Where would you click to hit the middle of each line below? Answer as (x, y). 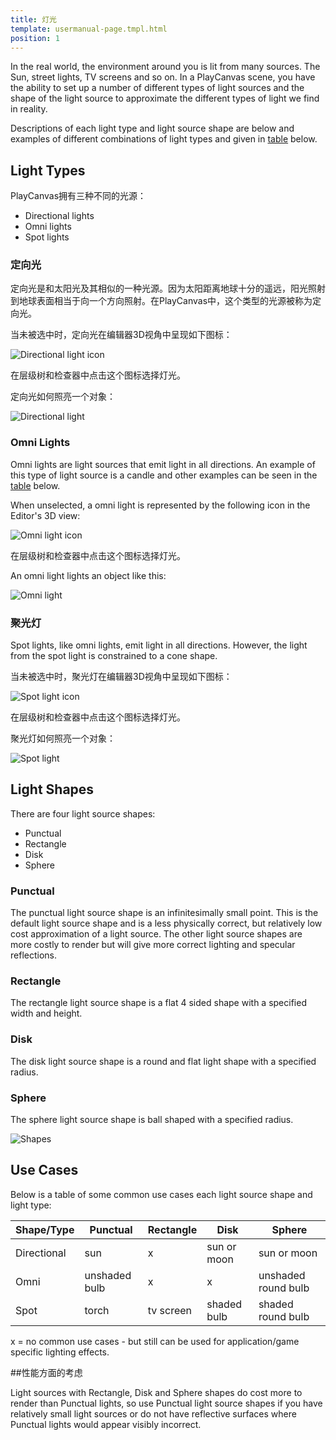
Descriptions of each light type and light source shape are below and (152, 128)
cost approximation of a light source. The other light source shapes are (156, 934)
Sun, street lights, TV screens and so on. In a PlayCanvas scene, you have (163, 77)
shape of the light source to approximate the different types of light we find (165, 98)
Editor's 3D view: (45, 515)
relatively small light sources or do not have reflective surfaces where (153, 1413)
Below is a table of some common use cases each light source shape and (161, 1194)
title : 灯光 (33, 19)
